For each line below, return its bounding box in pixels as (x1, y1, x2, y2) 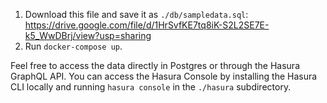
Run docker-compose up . (24, 40, 123, 52)
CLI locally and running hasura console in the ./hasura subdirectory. (10, 81, 292, 93)
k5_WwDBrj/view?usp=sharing (24, 30, 152, 41)
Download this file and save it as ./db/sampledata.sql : (24, 9, 249, 20)
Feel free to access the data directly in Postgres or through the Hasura (10, 60, 301, 71)
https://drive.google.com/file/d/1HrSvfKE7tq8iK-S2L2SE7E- (24, 19, 270, 31)
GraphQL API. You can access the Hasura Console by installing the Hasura (10, 70, 318, 82)
